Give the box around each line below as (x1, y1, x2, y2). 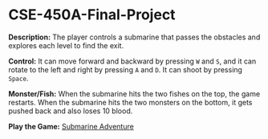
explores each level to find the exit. (8, 40, 124, 50)
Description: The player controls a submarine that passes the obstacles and (8, 32, 261, 42)
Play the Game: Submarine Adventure (8, 121, 134, 131)
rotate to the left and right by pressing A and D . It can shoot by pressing (8, 64, 243, 74)
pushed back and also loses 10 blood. (8, 106, 133, 116)
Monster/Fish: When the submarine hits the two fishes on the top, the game (8, 88, 261, 98)
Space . (8, 73, 29, 83)
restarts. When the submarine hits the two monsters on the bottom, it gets (8, 97, 253, 107)
